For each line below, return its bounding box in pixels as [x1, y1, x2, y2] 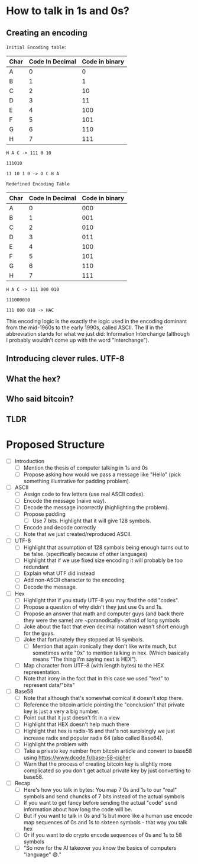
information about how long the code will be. [23, 805, 132, 812]
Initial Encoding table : [6, 43, 66, 50]
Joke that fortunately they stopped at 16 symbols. [23, 635, 144, 643]
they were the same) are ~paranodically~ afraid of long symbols [23, 616, 180, 624]
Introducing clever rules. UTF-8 [6, 354, 125, 364]
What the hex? [6, 374, 61, 384]
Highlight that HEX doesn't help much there [23, 721, 129, 728]
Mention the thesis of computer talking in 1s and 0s [23, 464, 148, 471]
